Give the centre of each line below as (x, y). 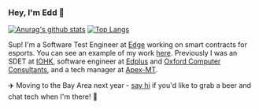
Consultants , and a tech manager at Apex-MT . (83, 70)
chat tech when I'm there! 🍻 (53, 96)
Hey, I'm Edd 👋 (36, 13)
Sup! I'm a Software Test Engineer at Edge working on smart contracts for (128, 45)
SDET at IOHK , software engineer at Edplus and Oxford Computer (115, 61)
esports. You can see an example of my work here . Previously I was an (123, 53)
